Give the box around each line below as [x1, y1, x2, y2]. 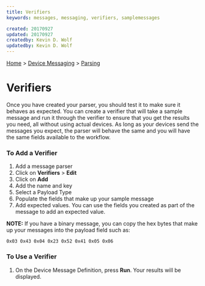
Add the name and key [15, 182, 72, 189]
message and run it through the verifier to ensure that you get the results [6, 114, 190, 121]
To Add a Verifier [6, 148, 58, 157]
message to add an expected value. [15, 208, 106, 216]
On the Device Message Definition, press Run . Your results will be [15, 266, 182, 274]
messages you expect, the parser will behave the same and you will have [6, 127, 191, 134]
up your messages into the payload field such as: [6, 227, 130, 234]
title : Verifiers [6, 9, 51, 15]
